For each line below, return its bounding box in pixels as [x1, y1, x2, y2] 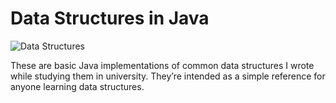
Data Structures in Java [10, 7, 210, 30]
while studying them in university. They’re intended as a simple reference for [10, 70, 326, 82]
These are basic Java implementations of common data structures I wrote [10, 59, 315, 71]
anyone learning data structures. [10, 80, 145, 92]
